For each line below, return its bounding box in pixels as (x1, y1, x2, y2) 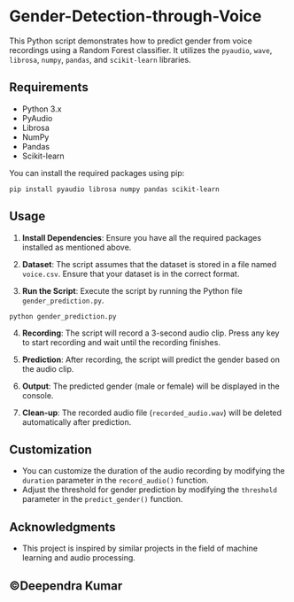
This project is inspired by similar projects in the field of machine (21, 543, 259, 554)
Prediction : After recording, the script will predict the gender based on (21, 354, 281, 365)
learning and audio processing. (21, 552, 135, 563)
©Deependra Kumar (9, 578, 123, 593)
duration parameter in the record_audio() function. (21, 475, 210, 486)
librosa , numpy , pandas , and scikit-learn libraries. (9, 54, 192, 65)
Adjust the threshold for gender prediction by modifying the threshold (21, 484, 277, 495)
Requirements (9, 80, 89, 95)
